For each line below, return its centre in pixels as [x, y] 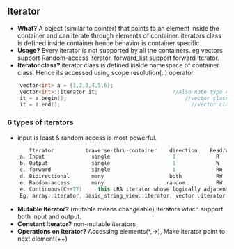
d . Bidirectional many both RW [121, 177]
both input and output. [49, 216]
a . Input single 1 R [119, 157]
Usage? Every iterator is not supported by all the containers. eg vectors [120, 50]
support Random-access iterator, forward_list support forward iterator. [118, 58]
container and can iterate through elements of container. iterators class [119, 35]
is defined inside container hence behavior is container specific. [109, 43]
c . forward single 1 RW [121, 170]
